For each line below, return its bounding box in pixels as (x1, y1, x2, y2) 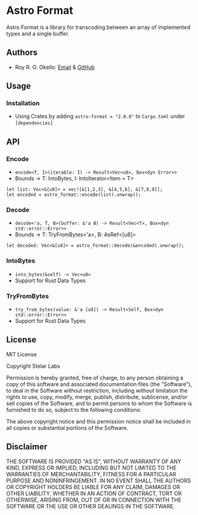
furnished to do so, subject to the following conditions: (6, 406, 141, 413)
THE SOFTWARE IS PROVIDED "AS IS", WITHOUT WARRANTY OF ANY (6, 458, 182, 465)
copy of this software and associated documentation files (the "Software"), (6, 381, 193, 388)
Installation (6, 99, 40, 107)
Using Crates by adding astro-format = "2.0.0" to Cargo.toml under (14, 113, 185, 120)
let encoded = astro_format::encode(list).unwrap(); (6, 192, 141, 198)
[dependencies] (14, 120, 54, 127)
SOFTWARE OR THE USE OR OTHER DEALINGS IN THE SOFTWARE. (6, 502, 175, 510)
